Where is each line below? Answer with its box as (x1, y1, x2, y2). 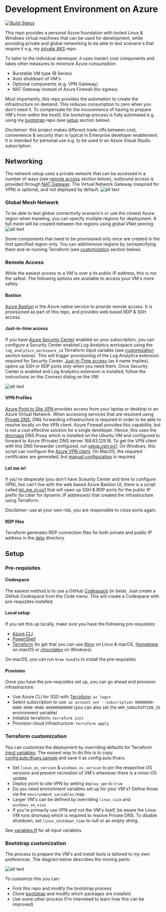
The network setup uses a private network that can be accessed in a (5, 170, 146, 176)
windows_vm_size (12, 803, 46, 808)
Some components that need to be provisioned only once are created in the (5, 236, 160, 242)
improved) (12, 901, 34, 907)
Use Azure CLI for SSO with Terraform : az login (12, 694, 111, 700)
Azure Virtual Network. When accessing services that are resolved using (5, 411, 154, 417)
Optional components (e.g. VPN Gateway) (12, 81, 98, 87)
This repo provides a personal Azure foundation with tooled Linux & (5, 29, 143, 35)
